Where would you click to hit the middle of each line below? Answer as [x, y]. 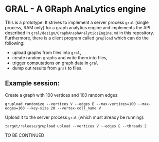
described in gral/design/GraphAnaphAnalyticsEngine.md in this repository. [79, 33]
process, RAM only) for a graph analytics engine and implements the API [78, 27]
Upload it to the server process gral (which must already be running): [75, 117]
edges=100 [15, 108]
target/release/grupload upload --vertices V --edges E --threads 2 [76, 126]
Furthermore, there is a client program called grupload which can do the [77, 38]
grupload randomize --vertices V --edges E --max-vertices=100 [71, 104]
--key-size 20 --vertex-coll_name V [64, 108]
